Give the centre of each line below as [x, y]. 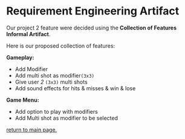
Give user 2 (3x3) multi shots [51, 82]
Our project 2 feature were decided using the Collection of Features [92, 28]
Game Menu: [23, 100]
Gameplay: [20, 57]
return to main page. [32, 129]
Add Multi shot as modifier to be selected [67, 118]
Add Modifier [31, 69]
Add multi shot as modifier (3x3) [55, 75]
